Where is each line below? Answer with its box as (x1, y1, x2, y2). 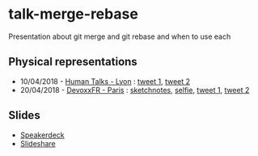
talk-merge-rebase (8, 5, 139, 23)
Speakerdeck (19, 130, 65, 140)
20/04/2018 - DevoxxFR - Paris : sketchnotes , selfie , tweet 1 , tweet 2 (19, 85, 250, 95)
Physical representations (8, 55, 137, 69)
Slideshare (19, 138, 57, 148)
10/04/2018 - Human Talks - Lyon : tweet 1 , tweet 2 (19, 76, 191, 86)
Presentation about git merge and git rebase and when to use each (8, 32, 231, 41)
